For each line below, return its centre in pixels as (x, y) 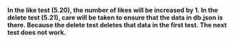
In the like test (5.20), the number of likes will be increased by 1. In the (113, 10)
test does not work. (37, 32)
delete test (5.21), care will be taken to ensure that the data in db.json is (115, 17)
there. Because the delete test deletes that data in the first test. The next (117, 25)
